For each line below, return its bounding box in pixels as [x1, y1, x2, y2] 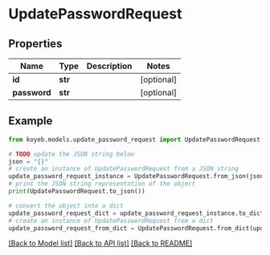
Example [8, 114, 53, 128]
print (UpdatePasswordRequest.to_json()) [8, 188, 146, 196]
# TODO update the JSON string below [8, 150, 135, 158]
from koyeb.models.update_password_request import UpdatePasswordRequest [8, 136, 261, 144]
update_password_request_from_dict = [8, 224, 135, 233]
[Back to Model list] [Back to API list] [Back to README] [8, 238, 193, 249]
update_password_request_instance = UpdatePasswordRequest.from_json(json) [8, 172, 268, 180]
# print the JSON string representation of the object [8, 180, 196, 188]
